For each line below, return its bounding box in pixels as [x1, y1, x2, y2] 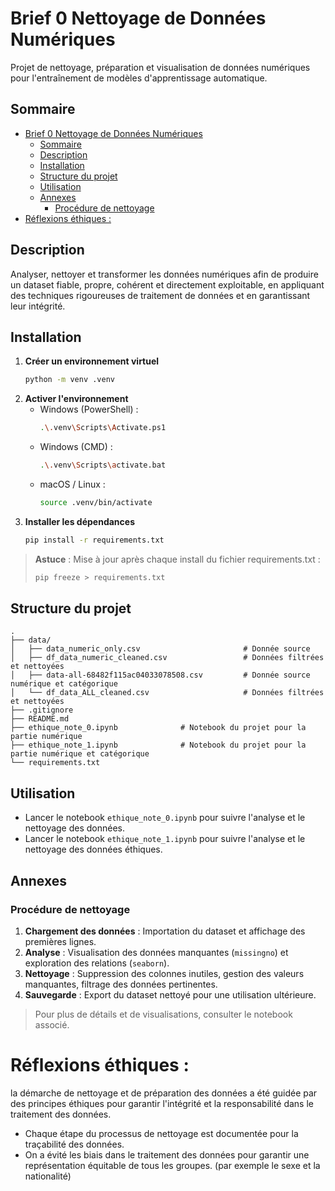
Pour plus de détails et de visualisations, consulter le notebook [34, 1008, 293, 1020]
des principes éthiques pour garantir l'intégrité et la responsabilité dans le [10, 1097, 314, 1109]
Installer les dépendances [24, 515, 135, 527]
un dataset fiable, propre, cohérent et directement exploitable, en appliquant [10, 278, 325, 291]
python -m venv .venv [24, 375, 115, 385]
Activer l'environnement [24, 393, 129, 405]
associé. [34, 1018, 70, 1031]
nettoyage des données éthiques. [24, 843, 163, 856]
